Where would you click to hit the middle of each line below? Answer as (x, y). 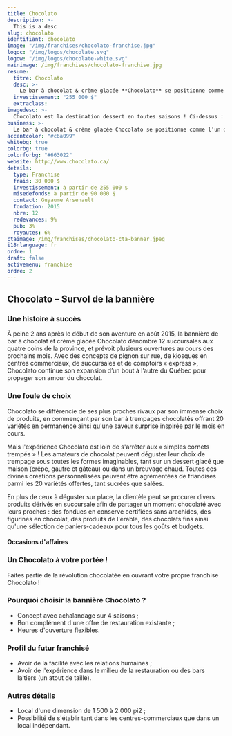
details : (20, 168)
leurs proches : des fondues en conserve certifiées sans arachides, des (109, 511)
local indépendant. (43, 726)
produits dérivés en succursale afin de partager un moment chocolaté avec (114, 504)
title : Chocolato (32, 14)
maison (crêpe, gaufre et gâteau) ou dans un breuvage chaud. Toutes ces (112, 469)
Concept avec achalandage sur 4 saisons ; (78, 615)
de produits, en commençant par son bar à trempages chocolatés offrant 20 (116, 418)
